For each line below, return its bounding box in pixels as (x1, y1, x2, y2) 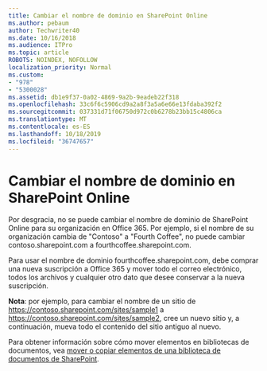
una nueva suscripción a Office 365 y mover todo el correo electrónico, (8, 264, 242, 274)
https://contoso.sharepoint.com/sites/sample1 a (8, 305, 164, 314)
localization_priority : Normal (8, 64, 112, 72)
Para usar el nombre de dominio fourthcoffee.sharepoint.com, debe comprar (8, 256, 259, 265)
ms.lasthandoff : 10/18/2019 (8, 130, 102, 138)
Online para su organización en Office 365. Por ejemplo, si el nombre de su (8, 224, 254, 233)
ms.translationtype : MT (8, 115, 87, 123)
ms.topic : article (8, 49, 69, 57)
